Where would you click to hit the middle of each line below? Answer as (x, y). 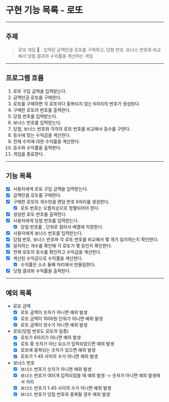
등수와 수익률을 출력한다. (37, 147)
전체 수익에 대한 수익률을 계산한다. (46, 141)
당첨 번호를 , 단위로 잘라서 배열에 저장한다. (62, 227)
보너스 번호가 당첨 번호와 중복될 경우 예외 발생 (65, 394)
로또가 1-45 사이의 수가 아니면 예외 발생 (59, 356)
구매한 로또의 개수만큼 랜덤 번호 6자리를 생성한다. (61, 202)
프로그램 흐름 (25, 78)
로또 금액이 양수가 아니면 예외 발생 (54, 325)
